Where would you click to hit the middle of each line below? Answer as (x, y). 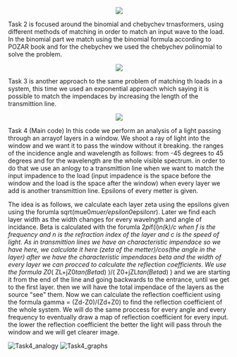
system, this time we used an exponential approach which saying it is (109, 89)
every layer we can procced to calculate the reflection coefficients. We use (117, 264)
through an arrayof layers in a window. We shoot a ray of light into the (109, 138)
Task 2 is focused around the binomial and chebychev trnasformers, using (116, 24)
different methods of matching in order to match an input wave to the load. (116, 31)
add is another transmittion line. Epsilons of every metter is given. (103, 191)
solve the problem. (35, 54)
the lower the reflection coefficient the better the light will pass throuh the (115, 324)
